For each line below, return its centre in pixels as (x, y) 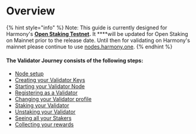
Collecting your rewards (44, 124)
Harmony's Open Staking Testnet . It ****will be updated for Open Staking (97, 33)
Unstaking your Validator (45, 112)
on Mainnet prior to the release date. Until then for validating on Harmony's (98, 40)
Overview (31, 11)
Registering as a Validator (46, 93)
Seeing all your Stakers (43, 118)
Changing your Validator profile (53, 99)
